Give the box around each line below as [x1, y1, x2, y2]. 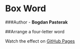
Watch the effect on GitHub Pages [5, 38, 75, 44]
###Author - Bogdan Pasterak [5, 19, 68, 25]
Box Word [5, 3, 46, 14]
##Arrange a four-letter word [5, 28, 65, 34]
